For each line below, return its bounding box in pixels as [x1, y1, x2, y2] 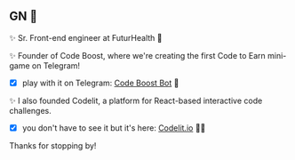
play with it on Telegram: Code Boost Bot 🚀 [21, 77, 179, 88]
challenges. [9, 105, 52, 116]
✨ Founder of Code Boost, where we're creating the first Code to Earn [9, 50, 267, 60]
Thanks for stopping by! [9, 140, 97, 151]
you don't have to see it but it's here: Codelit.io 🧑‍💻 [21, 122, 206, 133]
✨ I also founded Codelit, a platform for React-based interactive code [9, 95, 263, 106]
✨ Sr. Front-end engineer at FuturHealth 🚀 [9, 32, 163, 43]
